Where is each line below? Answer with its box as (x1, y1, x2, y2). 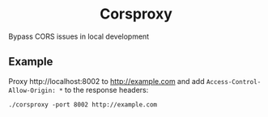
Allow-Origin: (8, 86, 57, 94)
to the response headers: (64, 85, 149, 94)
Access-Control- (206, 77, 262, 86)
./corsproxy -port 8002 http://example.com (8, 100, 158, 109)
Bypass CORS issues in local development (8, 31, 150, 41)
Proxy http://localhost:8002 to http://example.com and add (8, 76, 205, 86)
